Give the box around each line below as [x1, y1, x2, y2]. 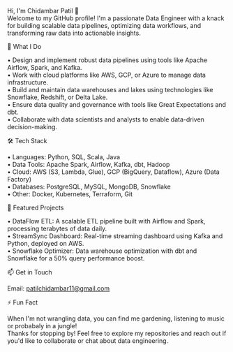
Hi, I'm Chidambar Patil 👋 [7, 7, 79, 15]
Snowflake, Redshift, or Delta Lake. [7, 93, 108, 101]
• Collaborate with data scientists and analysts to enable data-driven [7, 115, 204, 124]
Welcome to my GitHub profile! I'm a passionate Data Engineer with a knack [7, 14, 225, 22]
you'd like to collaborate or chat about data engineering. [7, 337, 169, 345]
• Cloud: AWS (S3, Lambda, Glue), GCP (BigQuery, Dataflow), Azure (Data [7, 168, 220, 176]
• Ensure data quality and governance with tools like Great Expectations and [7, 101, 227, 108]
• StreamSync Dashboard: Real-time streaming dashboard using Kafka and [7, 232, 223, 240]
